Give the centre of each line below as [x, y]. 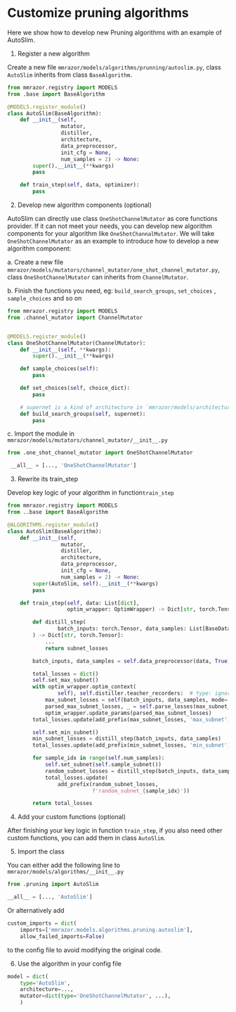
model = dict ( [28, 976]
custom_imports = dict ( [42, 923]
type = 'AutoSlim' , [45, 983]
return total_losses [63, 804]
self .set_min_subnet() [66, 732]
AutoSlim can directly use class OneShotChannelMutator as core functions [112, 219]
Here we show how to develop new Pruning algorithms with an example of [115, 32]
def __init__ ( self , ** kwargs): [66, 350]
